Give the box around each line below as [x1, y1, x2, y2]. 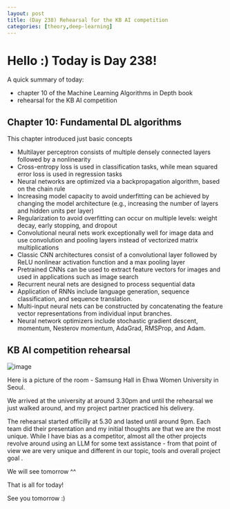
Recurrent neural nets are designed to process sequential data [17, 280, 195, 289]
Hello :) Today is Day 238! [7, 52, 157, 68]
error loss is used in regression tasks [17, 170, 122, 178]
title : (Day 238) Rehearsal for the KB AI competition [7, 17, 169, 23]
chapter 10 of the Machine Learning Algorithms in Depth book [17, 89, 193, 97]
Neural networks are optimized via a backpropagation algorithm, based [17, 177, 220, 186]
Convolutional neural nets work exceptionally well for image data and [17, 229, 214, 237]
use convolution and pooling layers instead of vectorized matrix [17, 236, 198, 244]
